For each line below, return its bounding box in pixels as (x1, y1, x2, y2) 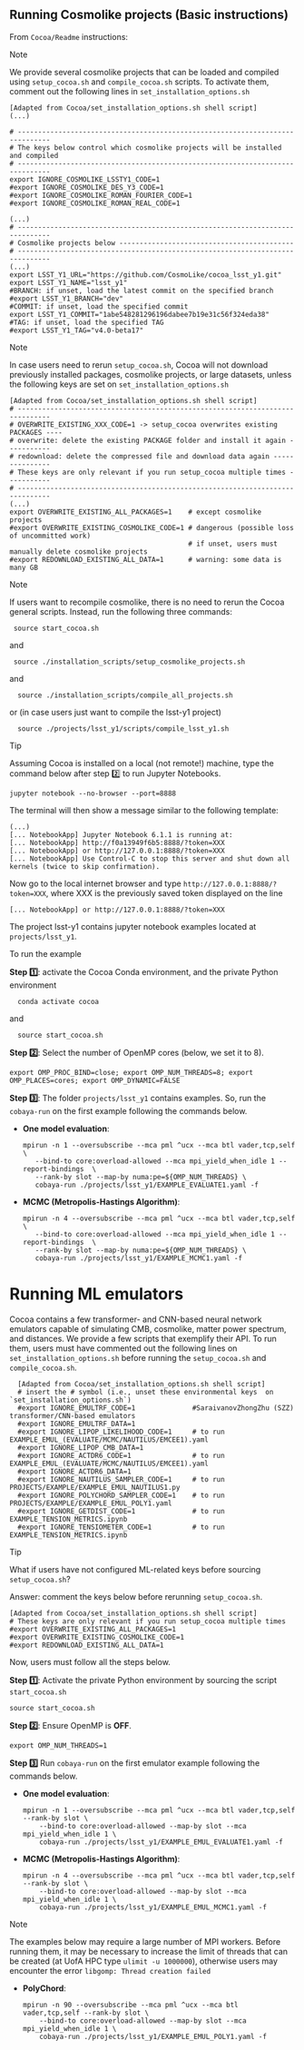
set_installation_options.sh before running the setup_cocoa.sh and (9, 1352, 267, 1363)
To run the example (9, 948, 82, 959)
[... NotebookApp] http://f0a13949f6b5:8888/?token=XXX (9, 838, 225, 847)
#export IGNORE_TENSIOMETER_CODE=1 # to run (17, 1523, 225, 1532)
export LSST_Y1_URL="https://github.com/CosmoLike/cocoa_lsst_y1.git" (9, 270, 282, 280)
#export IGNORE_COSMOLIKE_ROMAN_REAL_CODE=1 (9, 199, 181, 208)
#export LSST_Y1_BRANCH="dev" (9, 294, 124, 303)
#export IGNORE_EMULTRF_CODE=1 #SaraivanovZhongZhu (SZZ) (17, 1403, 295, 1413)
